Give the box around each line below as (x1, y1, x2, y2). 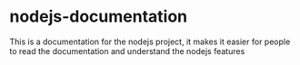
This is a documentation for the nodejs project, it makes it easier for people (9, 36, 291, 47)
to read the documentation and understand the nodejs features (9, 45, 245, 56)
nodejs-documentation (9, 6, 188, 27)
